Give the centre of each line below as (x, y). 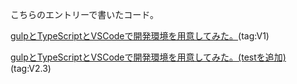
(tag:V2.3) (31, 68)
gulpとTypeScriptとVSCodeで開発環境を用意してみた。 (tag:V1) (140, 36)
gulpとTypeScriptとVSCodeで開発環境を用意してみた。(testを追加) (148, 57)
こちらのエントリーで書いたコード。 (84, 14)
